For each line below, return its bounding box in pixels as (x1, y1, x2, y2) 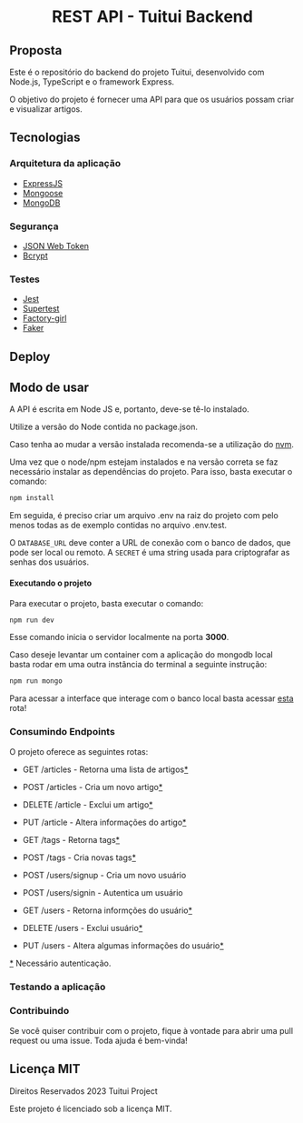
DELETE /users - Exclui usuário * (22, 922, 143, 933)
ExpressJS (22, 177, 64, 188)
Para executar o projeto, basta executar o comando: (9, 597, 204, 608)
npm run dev (9, 616, 54, 625)
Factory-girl (22, 313, 67, 324)
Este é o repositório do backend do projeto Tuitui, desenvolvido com (9, 66, 265, 77)
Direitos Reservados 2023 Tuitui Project (9, 1085, 159, 1097)
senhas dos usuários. (9, 556, 90, 567)
